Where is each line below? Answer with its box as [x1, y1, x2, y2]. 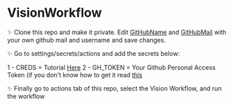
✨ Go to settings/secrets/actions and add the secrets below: [7, 49, 180, 57]
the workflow [7, 92, 45, 100]
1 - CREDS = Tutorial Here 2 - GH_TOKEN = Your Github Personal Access [7, 63, 216, 71]
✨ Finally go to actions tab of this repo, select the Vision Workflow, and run [7, 84, 222, 92]
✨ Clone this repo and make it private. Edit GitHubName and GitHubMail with [7, 28, 227, 36]
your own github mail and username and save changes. [7, 36, 166, 44]
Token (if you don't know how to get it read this [7, 70, 143, 79]
